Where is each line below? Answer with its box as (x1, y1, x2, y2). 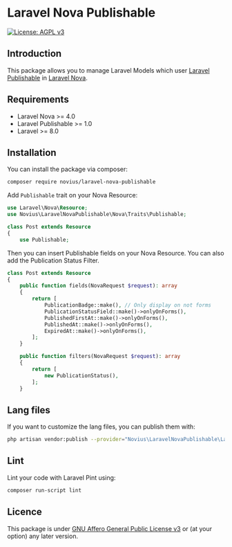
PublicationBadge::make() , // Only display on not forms (43, 302, 212, 309)
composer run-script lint (7, 487, 81, 494)
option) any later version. (7, 532, 78, 540)
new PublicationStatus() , (43, 372, 119, 379)
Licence (7, 506, 43, 518)
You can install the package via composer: (7, 165, 128, 174)
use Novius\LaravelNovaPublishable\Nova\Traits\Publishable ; (7, 211, 187, 218)
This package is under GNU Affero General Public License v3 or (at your (7, 524, 213, 532)
